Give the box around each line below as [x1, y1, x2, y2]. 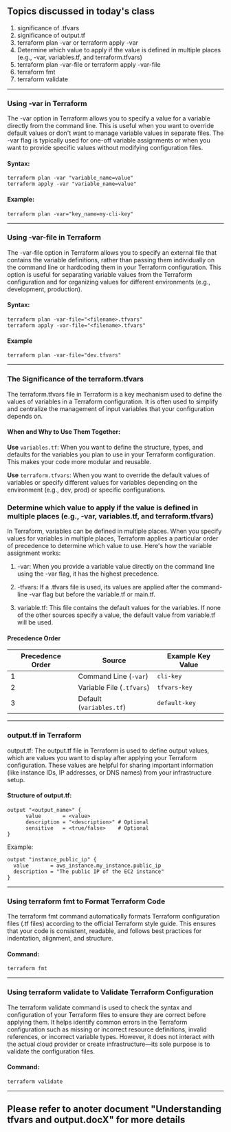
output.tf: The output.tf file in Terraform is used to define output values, [7, 746, 210, 755]
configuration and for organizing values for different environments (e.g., [7, 277, 211, 286]
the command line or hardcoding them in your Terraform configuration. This [7, 263, 221, 271]
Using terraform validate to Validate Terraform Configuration [7, 987, 214, 997]
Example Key [167, 651, 211, 661]
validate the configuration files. [7, 1047, 95, 1056]
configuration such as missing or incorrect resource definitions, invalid [7, 1025, 208, 1034]
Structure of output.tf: [7, 791, 72, 799]
